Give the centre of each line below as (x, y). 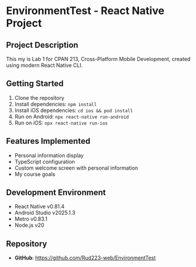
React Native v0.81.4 (39, 207)
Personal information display (49, 155)
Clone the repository (39, 97)
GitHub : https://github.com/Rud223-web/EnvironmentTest (85, 258)
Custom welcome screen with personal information (76, 168)
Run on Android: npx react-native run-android (72, 116)
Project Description (42, 45)
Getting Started (35, 84)
